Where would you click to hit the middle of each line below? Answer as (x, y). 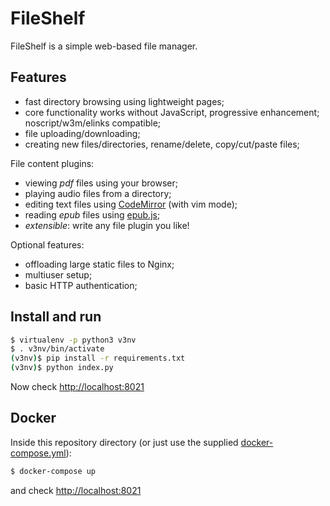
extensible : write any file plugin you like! (107, 225)
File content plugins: (52, 163)
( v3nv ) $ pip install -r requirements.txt (98, 358)
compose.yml (38, 453)
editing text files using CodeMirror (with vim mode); (131, 204)
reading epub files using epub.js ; (92, 214)
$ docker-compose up (53, 471)
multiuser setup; (58, 274)
